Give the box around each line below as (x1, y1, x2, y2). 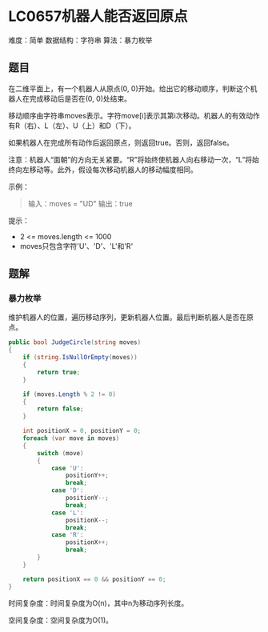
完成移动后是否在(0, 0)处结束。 (29, 94, 132, 103)
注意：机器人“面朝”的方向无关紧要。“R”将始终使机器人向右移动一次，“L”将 (8, 154, 253, 164)
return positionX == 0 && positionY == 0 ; (22, 575, 166, 583)
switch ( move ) (37, 449, 84, 457)
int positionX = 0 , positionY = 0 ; (22, 427, 142, 435)
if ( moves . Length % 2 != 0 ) (22, 390, 116, 398)
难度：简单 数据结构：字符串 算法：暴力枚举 (8, 35, 153, 45)
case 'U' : (50, 464, 84, 472)
